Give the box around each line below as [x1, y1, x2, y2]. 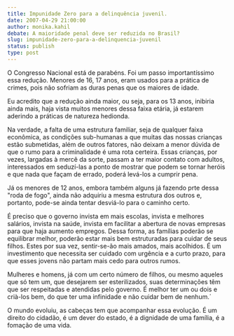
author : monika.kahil [7, 23, 71, 30]
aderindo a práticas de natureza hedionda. [7, 111, 130, 120]
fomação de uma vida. [7, 321, 72, 329]
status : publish [7, 43, 55, 50]
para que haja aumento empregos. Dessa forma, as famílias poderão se [7, 227, 214, 235]
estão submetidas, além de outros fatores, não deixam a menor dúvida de [7, 140, 220, 148]
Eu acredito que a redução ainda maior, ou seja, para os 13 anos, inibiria [7, 97, 215, 105]
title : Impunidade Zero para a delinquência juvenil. [7, 10, 168, 17]
